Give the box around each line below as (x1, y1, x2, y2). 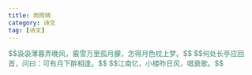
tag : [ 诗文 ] (8, 26, 45, 34)
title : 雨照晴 (8, 11, 51, 20)
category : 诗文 (8, 19, 56, 27)
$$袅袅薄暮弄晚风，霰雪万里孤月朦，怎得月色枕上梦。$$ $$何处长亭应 (8, 49, 238, 58)
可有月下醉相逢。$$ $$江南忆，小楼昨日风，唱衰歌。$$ (42, 58, 224, 68)
